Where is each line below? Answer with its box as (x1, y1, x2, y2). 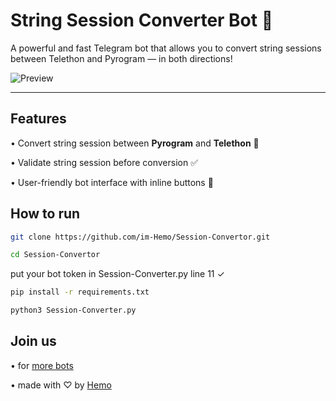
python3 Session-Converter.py (10, 305, 137, 316)
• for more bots (10, 359, 74, 371)
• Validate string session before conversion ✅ (10, 156, 199, 168)
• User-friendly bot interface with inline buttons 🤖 (10, 176, 214, 188)
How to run (10, 205, 81, 223)
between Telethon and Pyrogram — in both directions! (10, 52, 233, 64)
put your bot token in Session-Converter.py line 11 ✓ (10, 268, 225, 280)
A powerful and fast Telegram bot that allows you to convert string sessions (10, 42, 322, 54)
